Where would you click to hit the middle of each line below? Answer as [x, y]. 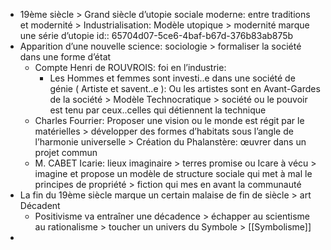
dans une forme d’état [65, 57]
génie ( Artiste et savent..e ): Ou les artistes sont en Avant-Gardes [185, 88]
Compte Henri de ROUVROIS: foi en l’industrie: [130, 67]
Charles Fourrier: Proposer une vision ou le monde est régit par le [169, 120]
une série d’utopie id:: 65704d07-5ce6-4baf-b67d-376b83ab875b [156, 35]
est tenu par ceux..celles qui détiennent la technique [158, 110]
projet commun [66, 152]
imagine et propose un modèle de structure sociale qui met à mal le [173, 173]
